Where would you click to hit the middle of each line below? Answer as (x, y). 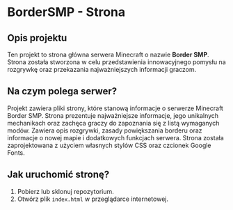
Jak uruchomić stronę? (58, 175)
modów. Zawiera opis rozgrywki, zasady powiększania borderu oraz (105, 130)
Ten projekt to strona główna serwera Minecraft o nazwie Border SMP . (109, 54)
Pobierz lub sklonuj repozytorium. (66, 191)
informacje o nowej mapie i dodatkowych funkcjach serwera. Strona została (115, 137)
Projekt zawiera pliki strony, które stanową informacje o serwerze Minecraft (115, 108)
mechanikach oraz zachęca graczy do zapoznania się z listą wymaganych (113, 123)
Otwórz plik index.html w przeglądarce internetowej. (93, 199)
